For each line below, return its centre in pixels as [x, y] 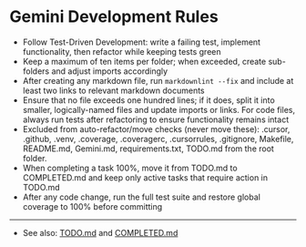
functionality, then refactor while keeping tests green [122, 51]
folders [36, 71]
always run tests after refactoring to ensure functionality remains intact [156, 119]
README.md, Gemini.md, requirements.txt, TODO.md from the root [148, 149]
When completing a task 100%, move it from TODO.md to [130, 168]
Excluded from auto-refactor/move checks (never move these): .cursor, [156, 129]
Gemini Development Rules [114, 17]
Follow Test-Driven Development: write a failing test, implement [142, 42]
